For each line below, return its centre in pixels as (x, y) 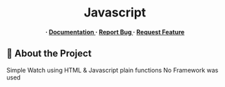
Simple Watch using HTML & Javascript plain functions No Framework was (112, 70)
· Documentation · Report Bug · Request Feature (115, 32)
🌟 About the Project (49, 54)
